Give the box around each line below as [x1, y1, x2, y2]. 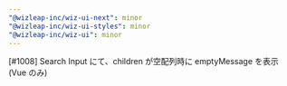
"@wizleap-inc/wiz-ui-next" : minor [8, 13, 143, 23]
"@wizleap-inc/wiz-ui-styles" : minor [8, 22, 151, 31]
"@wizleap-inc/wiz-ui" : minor [8, 30, 123, 39]
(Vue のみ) [8, 67, 48, 78]
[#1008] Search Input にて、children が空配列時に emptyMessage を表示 [8, 56, 280, 67]
